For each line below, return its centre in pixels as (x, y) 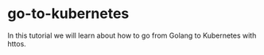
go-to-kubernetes (68, 14)
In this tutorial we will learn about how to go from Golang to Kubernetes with (132, 35)
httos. (17, 43)
